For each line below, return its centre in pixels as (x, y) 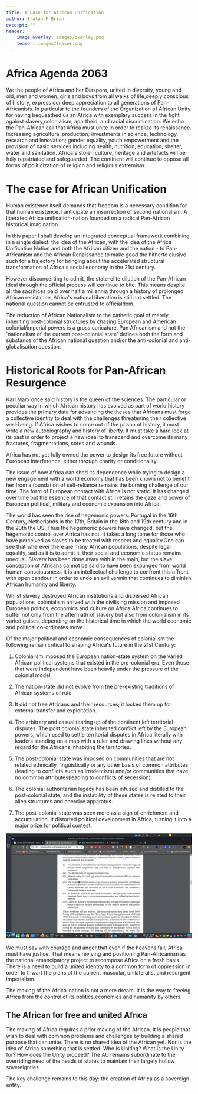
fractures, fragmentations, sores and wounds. (62, 443)
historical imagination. (33, 224)
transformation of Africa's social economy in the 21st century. (81, 267)
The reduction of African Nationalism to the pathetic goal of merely (88, 315)
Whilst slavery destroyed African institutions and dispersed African (88, 595)
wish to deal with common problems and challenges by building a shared (95, 1036)
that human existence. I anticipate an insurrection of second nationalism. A (97, 211)
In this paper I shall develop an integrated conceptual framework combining (98, 236)
